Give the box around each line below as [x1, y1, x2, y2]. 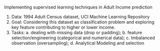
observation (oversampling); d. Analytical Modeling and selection [11, 40, 145, 46]
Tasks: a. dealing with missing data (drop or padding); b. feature [11, 30, 143, 35]
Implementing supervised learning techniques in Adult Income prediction [4, 4, 153, 10]
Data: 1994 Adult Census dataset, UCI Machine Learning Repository [11, 14, 150, 19]
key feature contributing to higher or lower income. [11, 24, 115, 30]
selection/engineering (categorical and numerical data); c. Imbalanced [11, 35, 155, 41]
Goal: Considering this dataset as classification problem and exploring [11, 19, 155, 25]
